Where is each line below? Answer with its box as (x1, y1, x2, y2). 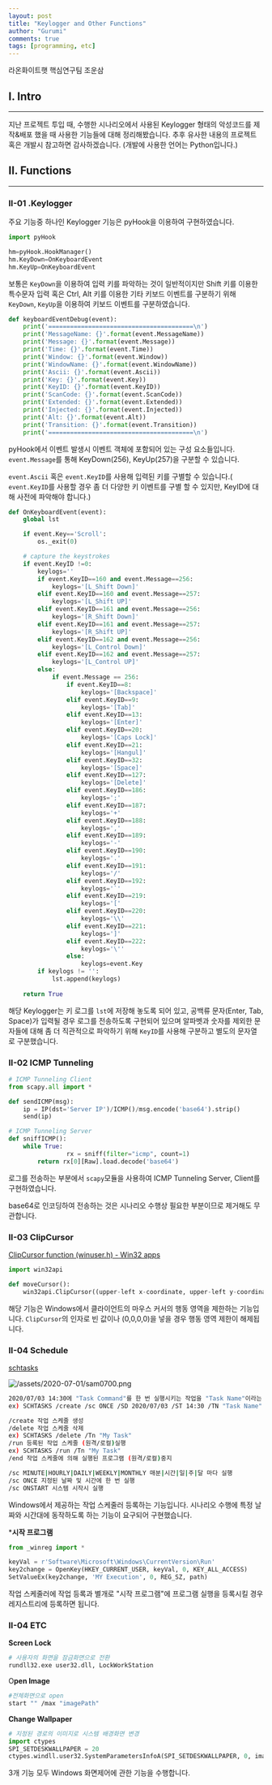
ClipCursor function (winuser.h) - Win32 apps (8, 1250, 160, 1260)
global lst (23, 515, 60, 524)
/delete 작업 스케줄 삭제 (8, 1424, 84, 1433)
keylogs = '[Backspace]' (80, 688, 158, 696)
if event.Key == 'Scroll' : (23, 530, 107, 538)
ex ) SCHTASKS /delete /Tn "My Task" (8, 1432, 132, 1440)
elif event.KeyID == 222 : (66, 937, 147, 946)
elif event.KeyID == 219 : (66, 892, 147, 900)
